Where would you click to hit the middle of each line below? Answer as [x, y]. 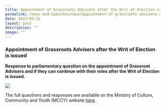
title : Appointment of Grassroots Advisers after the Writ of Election [80, 10]
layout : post [18, 23]
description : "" [22, 28]
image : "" [15, 32]
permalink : [16, 14]
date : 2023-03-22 [23, 19]
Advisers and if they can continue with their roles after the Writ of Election [82, 71]
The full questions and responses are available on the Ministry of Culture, [79, 95]
